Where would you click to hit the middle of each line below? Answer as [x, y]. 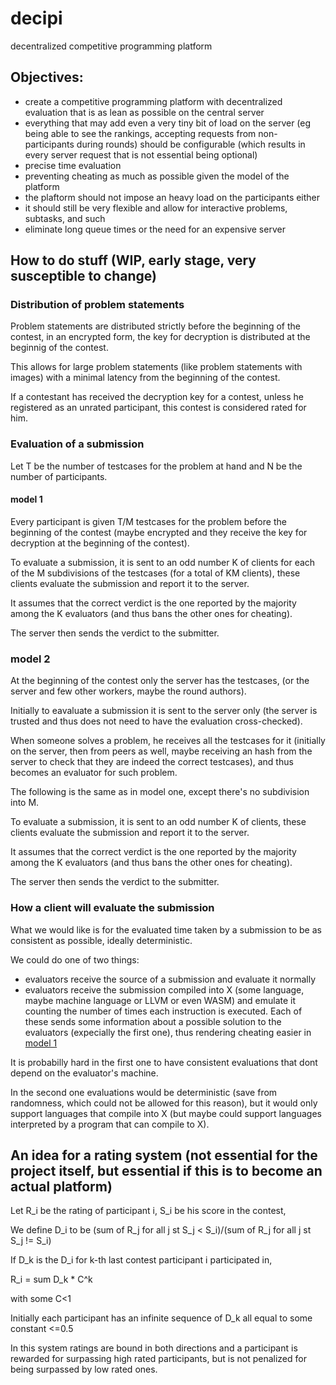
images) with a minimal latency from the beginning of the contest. [145, 378]
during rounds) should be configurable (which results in [191, 144]
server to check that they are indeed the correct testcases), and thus [152, 762]
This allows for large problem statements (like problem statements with [156, 367]
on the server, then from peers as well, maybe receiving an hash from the [161, 751]
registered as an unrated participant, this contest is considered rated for [158, 408]
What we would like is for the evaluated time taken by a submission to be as [166, 929]
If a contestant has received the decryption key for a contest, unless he [157, 397]
